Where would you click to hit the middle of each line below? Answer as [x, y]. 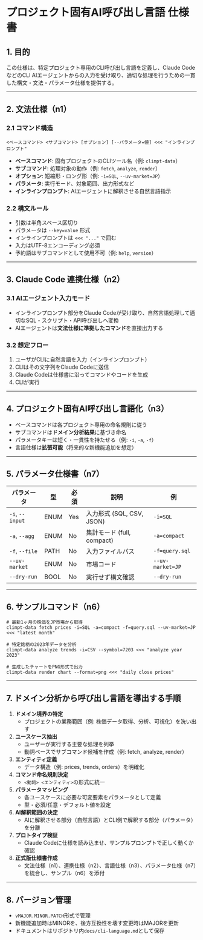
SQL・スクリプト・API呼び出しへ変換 [72, 320]
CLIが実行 [27, 382]
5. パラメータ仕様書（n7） [55, 474]
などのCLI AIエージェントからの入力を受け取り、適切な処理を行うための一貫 [101, 75]
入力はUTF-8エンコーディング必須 [57, 245]
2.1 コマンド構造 [30, 128]
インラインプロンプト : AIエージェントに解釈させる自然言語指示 [93, 191]
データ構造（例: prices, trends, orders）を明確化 [84, 767]
